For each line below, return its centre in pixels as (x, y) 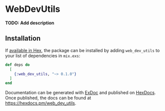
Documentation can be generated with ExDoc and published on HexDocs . (81, 93)
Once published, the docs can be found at (48, 98)
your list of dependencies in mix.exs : (43, 55)
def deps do (17, 65)
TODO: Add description (30, 23)
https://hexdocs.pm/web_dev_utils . (41, 103)
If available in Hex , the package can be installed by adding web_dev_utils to (82, 50)
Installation (23, 38)
